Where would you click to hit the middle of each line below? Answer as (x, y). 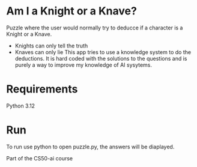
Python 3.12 (20, 106)
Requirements (42, 89)
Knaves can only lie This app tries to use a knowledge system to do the (103, 52)
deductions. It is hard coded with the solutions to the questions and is (101, 58)
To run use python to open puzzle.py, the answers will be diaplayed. (90, 147)
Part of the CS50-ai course (40, 158)
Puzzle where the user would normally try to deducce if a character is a (95, 28)
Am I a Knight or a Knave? (71, 11)
